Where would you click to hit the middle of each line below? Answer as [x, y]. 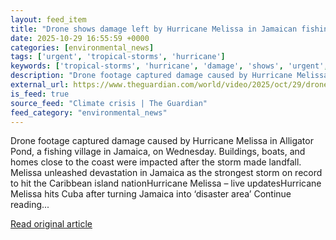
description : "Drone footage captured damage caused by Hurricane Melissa [169, 76]
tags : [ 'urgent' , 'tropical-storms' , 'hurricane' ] [118, 57]
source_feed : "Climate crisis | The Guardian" [109, 103]
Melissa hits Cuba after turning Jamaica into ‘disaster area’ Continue [151, 194]
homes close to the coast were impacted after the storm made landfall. [156, 162]
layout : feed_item [48, 19]
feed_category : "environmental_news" [89, 112]
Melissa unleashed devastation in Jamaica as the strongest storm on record [166, 173]
